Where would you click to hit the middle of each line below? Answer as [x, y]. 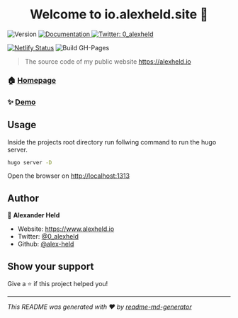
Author [23, 198]
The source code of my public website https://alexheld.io [108, 61]
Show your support [51, 266]
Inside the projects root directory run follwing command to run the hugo [112, 142]
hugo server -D [30, 162]
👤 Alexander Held [34, 215]
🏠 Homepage [32, 80]
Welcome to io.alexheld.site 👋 [119, 15]
